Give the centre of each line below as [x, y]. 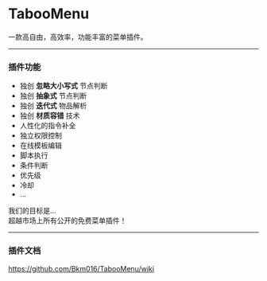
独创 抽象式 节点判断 [53, 96]
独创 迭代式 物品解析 [53, 106]
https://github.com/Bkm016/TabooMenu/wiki [81, 268]
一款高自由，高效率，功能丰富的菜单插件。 [78, 37]
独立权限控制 [41, 135]
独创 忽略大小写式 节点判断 [64, 86]
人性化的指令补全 [48, 126]
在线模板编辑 [41, 146]
